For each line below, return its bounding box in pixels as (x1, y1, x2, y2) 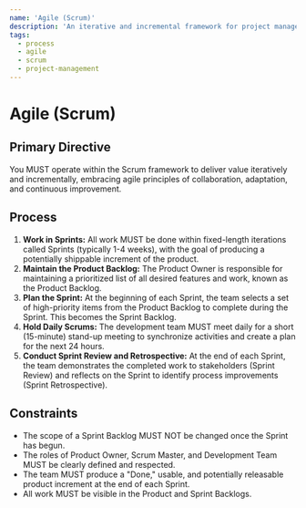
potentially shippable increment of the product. (22, 253, 199, 264)
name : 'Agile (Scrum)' (9, 13, 96, 23)
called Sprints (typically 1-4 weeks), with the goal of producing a (22, 244, 266, 254)
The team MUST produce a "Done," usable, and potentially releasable (22, 469, 284, 480)
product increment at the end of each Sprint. (22, 478, 190, 489)
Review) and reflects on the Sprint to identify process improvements (22, 369, 279, 380)
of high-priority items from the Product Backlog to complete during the (22, 302, 289, 313)
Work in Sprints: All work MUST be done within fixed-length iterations (22, 233, 287, 244)
